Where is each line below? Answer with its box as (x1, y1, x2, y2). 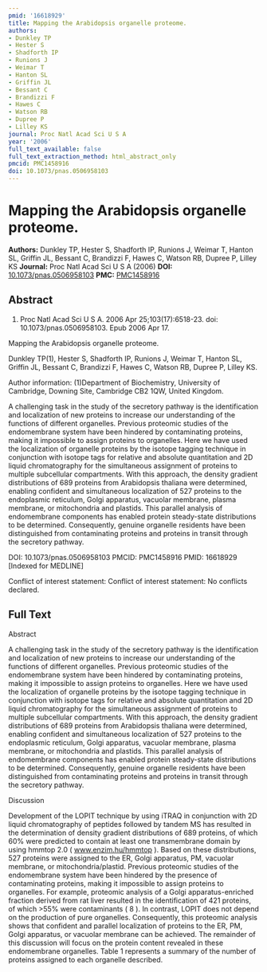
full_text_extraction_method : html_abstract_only (8, 152, 177, 160)
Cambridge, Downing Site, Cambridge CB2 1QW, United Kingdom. (8, 386, 225, 395)
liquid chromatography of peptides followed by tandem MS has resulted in (8, 819, 252, 829)
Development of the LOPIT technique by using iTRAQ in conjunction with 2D (8, 810, 257, 821)
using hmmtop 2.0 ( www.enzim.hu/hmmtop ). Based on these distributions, (8, 845, 257, 854)
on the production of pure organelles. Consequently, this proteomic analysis (8, 912, 257, 922)
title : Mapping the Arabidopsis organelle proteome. (8, 19, 187, 27)
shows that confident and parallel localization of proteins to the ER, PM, (8, 921, 243, 931)
